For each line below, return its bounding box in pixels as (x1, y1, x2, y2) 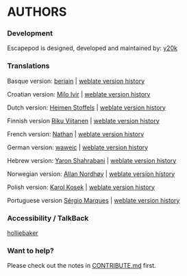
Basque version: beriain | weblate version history (7, 77, 145, 85)
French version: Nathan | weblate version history (7, 129, 145, 138)
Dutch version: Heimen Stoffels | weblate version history (7, 103, 166, 112)
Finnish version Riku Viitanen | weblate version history (7, 116, 160, 125)
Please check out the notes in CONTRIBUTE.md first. (7, 262, 156, 270)
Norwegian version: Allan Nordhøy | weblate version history (7, 169, 175, 178)
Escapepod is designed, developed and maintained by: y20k (7, 44, 178, 52)
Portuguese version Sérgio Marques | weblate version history (7, 196, 180, 204)
